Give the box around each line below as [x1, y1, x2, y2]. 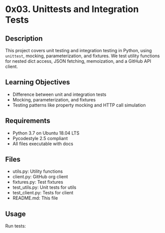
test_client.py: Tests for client [12, 190, 74, 196]
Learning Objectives [5, 78, 70, 86]
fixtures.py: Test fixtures [12, 179, 63, 185]
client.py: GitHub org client [12, 174, 68, 180]
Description [5, 34, 43, 43]
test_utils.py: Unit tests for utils [12, 184, 76, 190]
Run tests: [5, 223, 26, 229]
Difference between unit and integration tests [12, 91, 107, 97]
